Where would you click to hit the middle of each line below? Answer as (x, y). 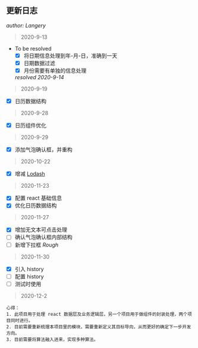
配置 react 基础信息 (38, 198)
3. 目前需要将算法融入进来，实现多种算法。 (52, 339)
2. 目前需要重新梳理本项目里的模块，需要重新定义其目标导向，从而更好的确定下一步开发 (99, 327)
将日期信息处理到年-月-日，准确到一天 (70, 55)
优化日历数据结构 (36, 206)
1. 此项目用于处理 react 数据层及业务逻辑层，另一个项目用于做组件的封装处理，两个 (97, 314)
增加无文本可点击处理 (41, 230)
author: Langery (26, 25)
